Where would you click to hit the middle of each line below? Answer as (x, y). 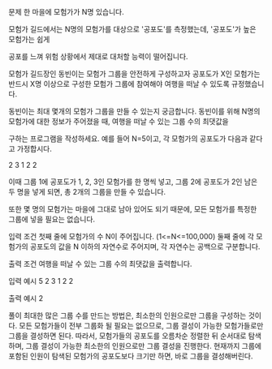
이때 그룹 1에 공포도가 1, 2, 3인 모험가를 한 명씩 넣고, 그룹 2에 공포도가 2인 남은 (133, 182)
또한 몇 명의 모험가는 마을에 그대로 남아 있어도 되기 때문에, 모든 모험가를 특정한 (133, 209)
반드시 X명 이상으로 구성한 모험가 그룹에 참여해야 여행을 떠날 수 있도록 (119, 84)
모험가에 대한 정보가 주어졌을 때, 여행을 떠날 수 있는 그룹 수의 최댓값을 (119, 121)
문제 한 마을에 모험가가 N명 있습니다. (66, 12)
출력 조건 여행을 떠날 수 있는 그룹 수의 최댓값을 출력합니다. (100, 264)
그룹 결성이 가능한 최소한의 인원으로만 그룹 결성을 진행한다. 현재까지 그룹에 (144, 346)
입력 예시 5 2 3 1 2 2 (41, 281)
